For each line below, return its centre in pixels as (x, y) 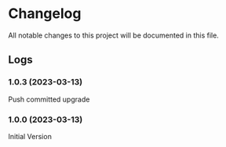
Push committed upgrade (49, 99)
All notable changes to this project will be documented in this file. (114, 35)
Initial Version (30, 136)
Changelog (45, 14)
